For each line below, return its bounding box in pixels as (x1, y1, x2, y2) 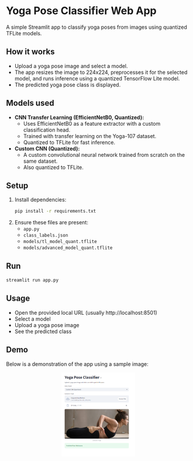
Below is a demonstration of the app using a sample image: (6, 360, 149, 368)
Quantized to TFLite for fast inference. (23, 139, 116, 146)
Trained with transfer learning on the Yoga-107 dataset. (23, 132, 157, 139)
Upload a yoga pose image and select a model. (14, 62, 128, 69)
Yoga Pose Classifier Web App (6, 4, 157, 18)
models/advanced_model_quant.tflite (23, 245, 113, 251)
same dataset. (23, 157, 58, 164)
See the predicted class (14, 328, 72, 335)
